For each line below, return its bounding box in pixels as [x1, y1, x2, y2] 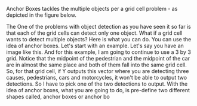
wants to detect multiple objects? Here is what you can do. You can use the [6, 36, 192, 43]
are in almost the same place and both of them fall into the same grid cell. [6, 61, 187, 68]
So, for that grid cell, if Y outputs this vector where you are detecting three [6, 68, 189, 74]
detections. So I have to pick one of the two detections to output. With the [6, 80, 188, 87]
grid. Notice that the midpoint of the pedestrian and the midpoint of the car [6, 55, 190, 62]
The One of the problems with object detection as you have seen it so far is [6, 23, 191, 30]
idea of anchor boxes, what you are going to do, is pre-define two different [6, 87, 190, 93]
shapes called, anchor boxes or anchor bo [6, 93, 110, 100]
